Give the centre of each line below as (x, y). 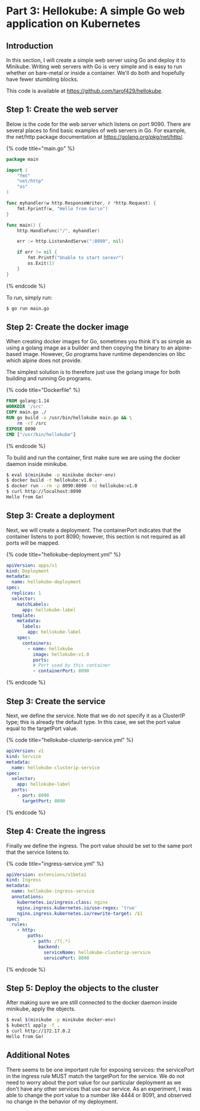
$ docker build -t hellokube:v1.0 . (52, 480)
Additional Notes (38, 1055)
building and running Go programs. (49, 379)
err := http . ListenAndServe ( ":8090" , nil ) (70, 241)
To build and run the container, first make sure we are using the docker (93, 457)
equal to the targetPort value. (42, 728)
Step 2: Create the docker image (67, 327)
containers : (37, 643)
